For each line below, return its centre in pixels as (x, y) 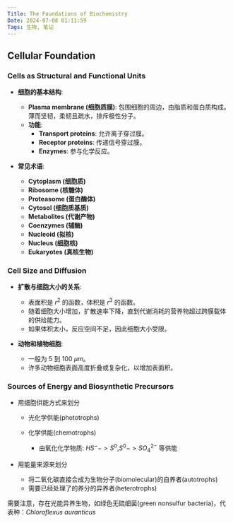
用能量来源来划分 (42, 464)
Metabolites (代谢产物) (61, 217)
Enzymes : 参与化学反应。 (76, 151)
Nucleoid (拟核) (51, 235)
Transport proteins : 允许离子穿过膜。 (93, 134)
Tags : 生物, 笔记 (31, 27)
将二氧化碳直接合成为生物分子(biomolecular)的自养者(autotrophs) (123, 479)
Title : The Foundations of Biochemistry (68, 14)
